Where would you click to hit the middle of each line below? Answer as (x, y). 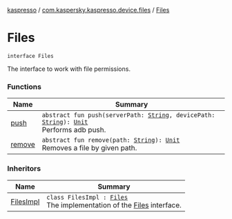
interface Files (30, 56)
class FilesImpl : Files (87, 197)
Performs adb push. (74, 130)
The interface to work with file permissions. (69, 69)
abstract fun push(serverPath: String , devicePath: (128, 115)
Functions (24, 87)
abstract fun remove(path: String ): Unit (111, 140)
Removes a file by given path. (89, 148)
